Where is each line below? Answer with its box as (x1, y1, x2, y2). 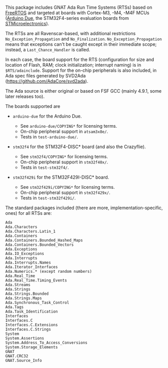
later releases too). (5, 94, 45, 99)
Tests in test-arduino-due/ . (20, 134, 78, 139)
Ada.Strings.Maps (5, 296, 42, 301)
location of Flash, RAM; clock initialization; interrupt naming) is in (5, 62, 142, 68)
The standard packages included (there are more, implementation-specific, (5, 205, 163, 211)
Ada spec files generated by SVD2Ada (5, 73, 86, 78)
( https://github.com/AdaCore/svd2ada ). (5, 78, 89, 84)
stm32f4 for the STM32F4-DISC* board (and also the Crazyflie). (12, 144, 146, 150)
